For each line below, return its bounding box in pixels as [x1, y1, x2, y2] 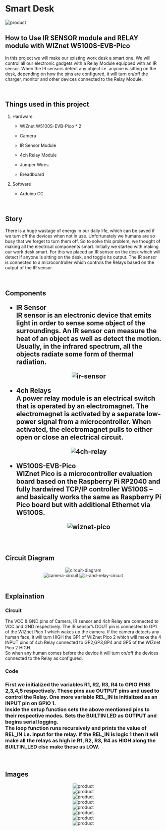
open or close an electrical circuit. [16, 433, 124, 441]
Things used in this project [5, 100, 89, 109]
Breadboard [19, 171, 45, 177]
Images [5, 770, 29, 778]
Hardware [12, 113, 33, 119]
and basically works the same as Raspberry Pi [16, 492, 162, 501]
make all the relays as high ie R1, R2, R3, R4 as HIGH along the [5, 737, 156, 744]
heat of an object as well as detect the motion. [16, 334, 162, 343]
